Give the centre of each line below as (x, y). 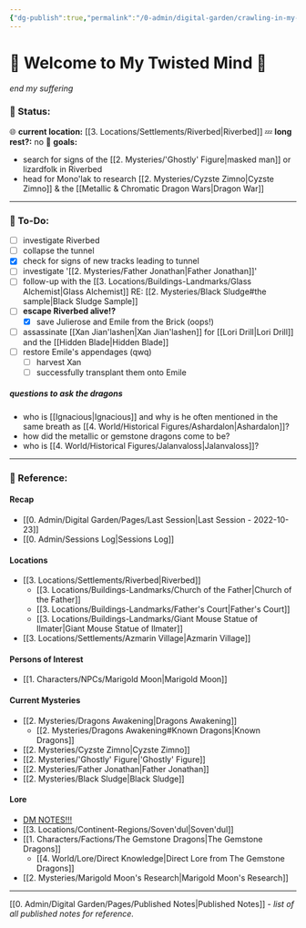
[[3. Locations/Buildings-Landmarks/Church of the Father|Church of (164, 590)
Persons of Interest (46, 659)
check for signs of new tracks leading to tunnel (111, 261)
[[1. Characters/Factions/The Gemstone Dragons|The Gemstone (143, 839)
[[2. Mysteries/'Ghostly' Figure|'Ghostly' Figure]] (114, 759)
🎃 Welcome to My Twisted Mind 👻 (138, 62)
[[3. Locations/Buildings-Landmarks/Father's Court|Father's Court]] (163, 609)
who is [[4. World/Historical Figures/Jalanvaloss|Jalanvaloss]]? (141, 445)
